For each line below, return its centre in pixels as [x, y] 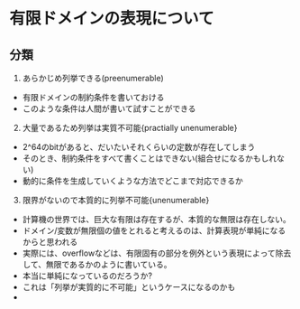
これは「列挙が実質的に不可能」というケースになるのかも [129, 287]
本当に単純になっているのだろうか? [87, 276]
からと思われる [50, 242]
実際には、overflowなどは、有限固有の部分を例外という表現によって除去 [157, 253]
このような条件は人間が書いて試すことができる [109, 108]
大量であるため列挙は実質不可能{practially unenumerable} [130, 128]
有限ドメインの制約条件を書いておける [93, 97]
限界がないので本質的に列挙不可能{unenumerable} [116, 200]
